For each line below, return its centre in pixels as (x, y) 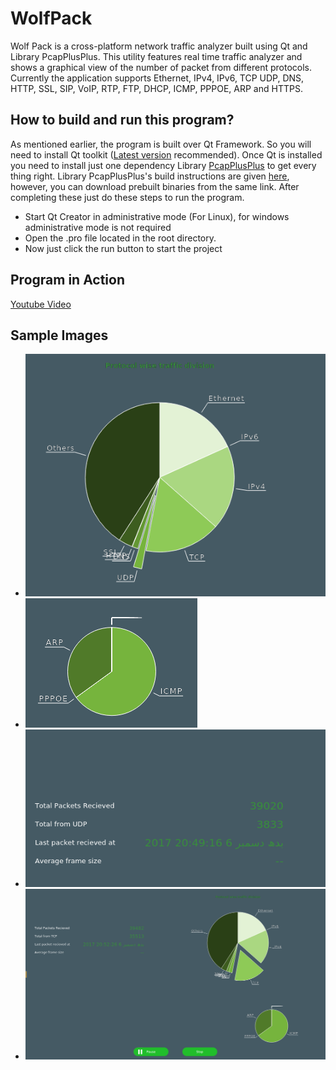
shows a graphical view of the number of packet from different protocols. (161, 67)
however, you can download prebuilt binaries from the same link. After (155, 186)
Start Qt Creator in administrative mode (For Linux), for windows (157, 216)
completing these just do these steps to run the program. (127, 197)
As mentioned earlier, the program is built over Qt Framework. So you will (161, 144)
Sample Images (59, 335)
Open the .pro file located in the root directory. (120, 238)
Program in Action (68, 280)
